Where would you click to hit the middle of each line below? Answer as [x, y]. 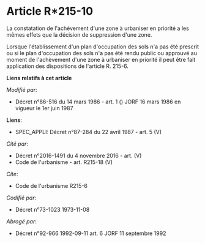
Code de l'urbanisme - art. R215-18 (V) [64, 162]
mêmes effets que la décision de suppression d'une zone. [79, 34]
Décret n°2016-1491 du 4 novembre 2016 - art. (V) [78, 155]
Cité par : [17, 144]
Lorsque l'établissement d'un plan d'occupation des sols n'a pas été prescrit [103, 47]
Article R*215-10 [50, 11]
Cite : [12, 174]
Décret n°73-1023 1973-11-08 [52, 209]
